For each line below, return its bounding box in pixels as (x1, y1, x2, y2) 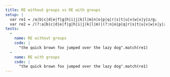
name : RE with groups (14, 54, 60, 60)
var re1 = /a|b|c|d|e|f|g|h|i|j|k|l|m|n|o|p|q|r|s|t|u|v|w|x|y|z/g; (10, 17, 157, 22)
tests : (5, 26, 19, 31)
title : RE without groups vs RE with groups (5, 7, 101, 13)
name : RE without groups (14, 36, 67, 41)
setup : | (5, 12, 24, 17)
